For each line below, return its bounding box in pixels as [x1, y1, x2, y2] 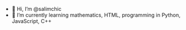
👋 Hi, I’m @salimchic [11, 6, 62, 12]
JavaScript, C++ [11, 18, 52, 24]
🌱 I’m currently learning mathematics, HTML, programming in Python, [11, 12, 181, 18]
